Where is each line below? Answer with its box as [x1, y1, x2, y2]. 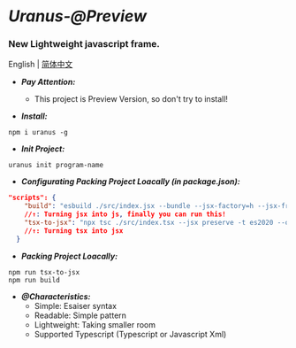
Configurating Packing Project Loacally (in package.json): [20, 176, 240, 187]
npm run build [8, 275, 61, 284]
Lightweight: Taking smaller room [34, 319, 156, 329]
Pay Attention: [20, 77, 76, 88]
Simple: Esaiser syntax [34, 300, 117, 311]
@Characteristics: [20, 290, 91, 302]
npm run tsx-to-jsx [8, 267, 80, 276]
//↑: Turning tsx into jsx [24, 226, 124, 236]
